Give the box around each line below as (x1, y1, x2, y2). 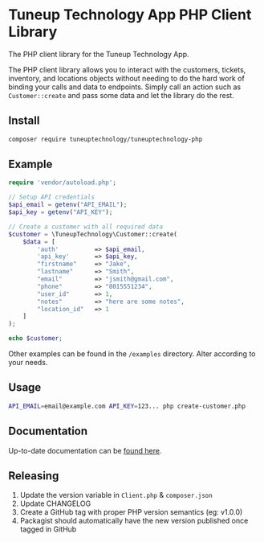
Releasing (8, 469, 59, 482)
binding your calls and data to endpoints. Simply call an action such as (8, 82, 242, 92)
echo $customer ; (8, 335, 63, 343)
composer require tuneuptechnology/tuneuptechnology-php (8, 135, 203, 143)
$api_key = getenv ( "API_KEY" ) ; (8, 208, 113, 216)
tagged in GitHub (19, 524, 77, 534)
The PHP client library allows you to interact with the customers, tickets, (8, 64, 246, 74)
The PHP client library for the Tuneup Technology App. (8, 49, 190, 59)
